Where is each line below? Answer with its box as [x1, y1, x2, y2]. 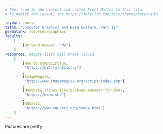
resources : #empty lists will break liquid [5, 52, 95, 57]
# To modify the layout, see [5, 12, 64, 16]
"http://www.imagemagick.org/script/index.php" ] [24, 79, 125, 84]
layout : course [5, 20, 36, 25]
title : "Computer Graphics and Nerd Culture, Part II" [5, 25, 118, 30]
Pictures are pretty [5, 123, 42, 129]
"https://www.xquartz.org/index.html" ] [24, 106, 105, 111]
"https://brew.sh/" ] [24, 92, 66, 97]
